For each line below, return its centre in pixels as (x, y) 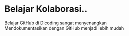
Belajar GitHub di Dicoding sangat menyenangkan (56, 23)
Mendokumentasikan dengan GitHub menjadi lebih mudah (64, 28)
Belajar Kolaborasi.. (46, 9)
